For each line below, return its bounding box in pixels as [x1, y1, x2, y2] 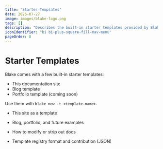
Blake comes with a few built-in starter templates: [5, 71, 104, 77]
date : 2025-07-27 [5, 12, 40, 17]
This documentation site [12, 81, 61, 87]
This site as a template [12, 110, 57, 116]
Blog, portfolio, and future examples [12, 119, 84, 125]
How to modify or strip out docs [12, 129, 76, 134]
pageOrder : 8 [5, 35, 32, 39]
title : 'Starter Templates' [5, 7, 62, 12]
